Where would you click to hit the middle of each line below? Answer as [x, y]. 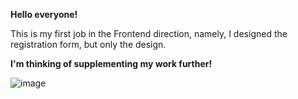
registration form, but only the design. [88, 44]
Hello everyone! [44, 14]
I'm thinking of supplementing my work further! [111, 63]
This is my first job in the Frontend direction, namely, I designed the [149, 33]
